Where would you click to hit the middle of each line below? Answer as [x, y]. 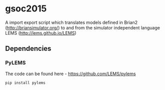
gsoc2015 [26, 9]
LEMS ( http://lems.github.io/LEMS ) [41, 33]
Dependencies [28, 48]
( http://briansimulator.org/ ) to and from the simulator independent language [83, 27]
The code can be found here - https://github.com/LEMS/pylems [71, 74]
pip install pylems [25, 83]
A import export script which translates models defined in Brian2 [72, 22]
